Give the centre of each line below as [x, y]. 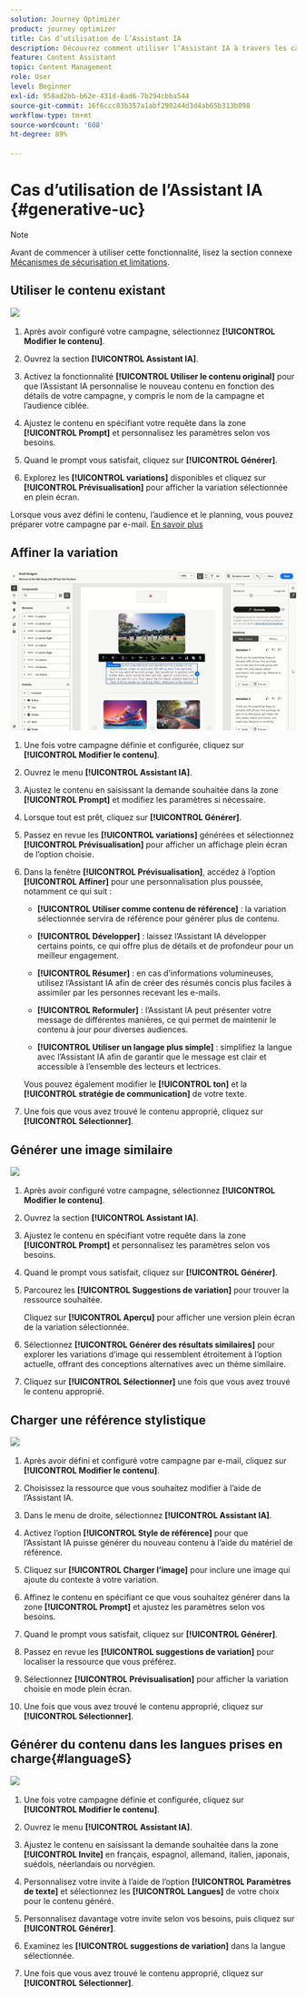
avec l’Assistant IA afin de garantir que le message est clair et [152, 1057]
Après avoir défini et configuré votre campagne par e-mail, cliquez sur [155, 1460]
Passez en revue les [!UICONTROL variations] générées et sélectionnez [158, 835]
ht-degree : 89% [39, 135]
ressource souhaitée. [63, 1300]
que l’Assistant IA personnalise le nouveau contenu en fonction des [149, 386]
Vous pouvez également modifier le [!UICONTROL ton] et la [135, 1084]
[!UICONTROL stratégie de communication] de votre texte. [135, 1094]
